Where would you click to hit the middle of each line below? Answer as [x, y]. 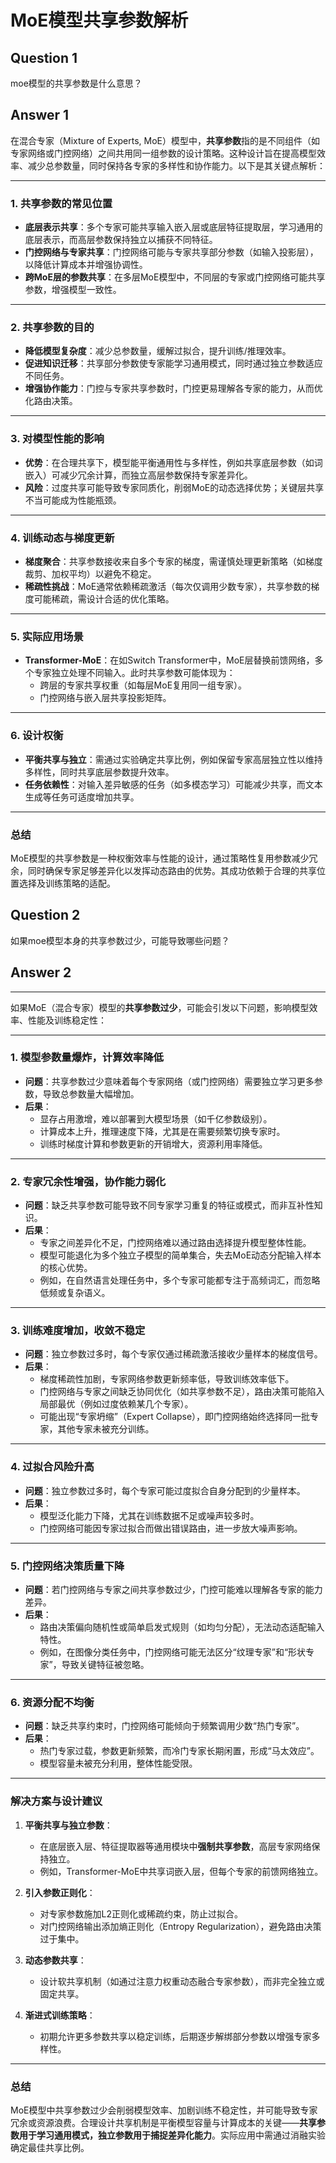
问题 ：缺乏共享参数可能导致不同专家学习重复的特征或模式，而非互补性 [169, 1205]
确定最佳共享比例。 [50, 2147]
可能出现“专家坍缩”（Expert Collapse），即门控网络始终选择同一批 [175, 1417]
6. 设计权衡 [37, 736]
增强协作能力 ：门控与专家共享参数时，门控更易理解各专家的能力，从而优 [173, 388]
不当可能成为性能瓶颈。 [73, 500]
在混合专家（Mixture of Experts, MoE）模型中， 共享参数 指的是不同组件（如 [165, 140]
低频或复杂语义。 [75, 1293]
